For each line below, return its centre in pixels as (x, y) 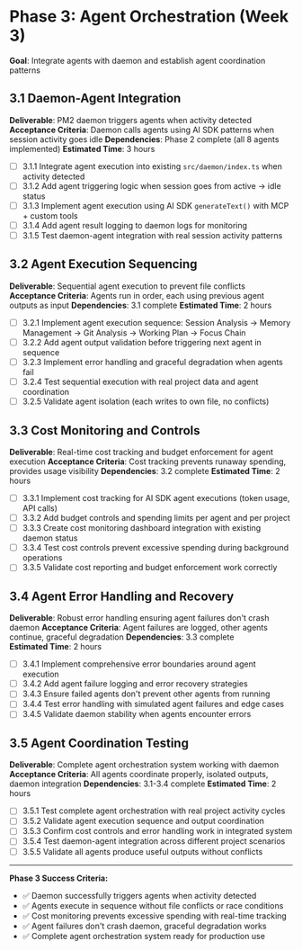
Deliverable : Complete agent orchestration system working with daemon (144, 765)
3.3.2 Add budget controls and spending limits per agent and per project (156, 518)
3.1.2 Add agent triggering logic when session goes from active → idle (151, 185)
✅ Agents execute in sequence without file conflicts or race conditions (153, 905)
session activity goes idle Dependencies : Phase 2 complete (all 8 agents (144, 139)
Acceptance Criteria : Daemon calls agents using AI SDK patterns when (142, 130)
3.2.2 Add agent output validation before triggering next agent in (142, 342)
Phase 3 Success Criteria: (59, 878)
